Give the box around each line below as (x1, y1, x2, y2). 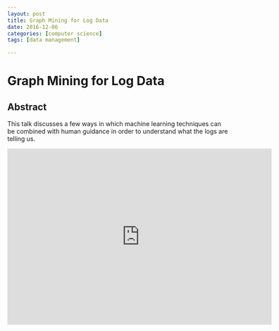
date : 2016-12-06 (7, 23, 58, 30)
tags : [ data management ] (7, 37, 80, 44)
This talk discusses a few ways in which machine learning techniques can (7, 120, 222, 128)
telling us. (7, 135, 36, 143)
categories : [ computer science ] (7, 30, 102, 37)
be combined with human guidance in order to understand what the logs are (7, 127, 228, 136)
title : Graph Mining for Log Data (7, 17, 109, 24)
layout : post (7, 10, 46, 18)
